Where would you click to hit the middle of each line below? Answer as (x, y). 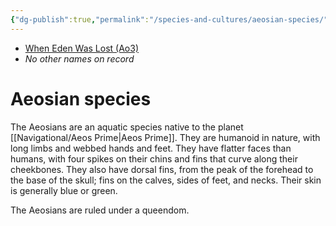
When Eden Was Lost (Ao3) (82, 48)
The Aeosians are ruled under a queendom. (100, 210)
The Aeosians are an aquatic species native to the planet (127, 127)
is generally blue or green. (64, 190)
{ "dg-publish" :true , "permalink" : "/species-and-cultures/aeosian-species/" (169, 19)
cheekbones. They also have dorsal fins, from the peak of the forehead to (162, 169)
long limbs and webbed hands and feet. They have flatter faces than (151, 148)
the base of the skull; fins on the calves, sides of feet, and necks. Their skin (166, 180)
